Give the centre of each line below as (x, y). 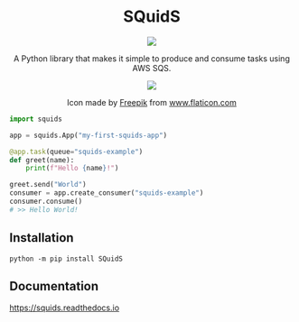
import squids (36, 119)
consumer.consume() (46, 202)
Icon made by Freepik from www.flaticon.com (152, 102)
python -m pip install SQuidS (66, 259)
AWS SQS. (152, 68)
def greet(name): (42, 160)
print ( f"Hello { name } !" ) (72, 169)
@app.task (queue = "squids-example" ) (76, 152)
